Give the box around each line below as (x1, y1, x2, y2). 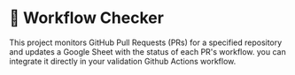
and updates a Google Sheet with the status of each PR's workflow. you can (9, 46, 286, 56)
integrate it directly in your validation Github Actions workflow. (9, 56, 237, 66)
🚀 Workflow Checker (9, 8, 164, 28)
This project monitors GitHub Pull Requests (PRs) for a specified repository (9, 37, 283, 48)
